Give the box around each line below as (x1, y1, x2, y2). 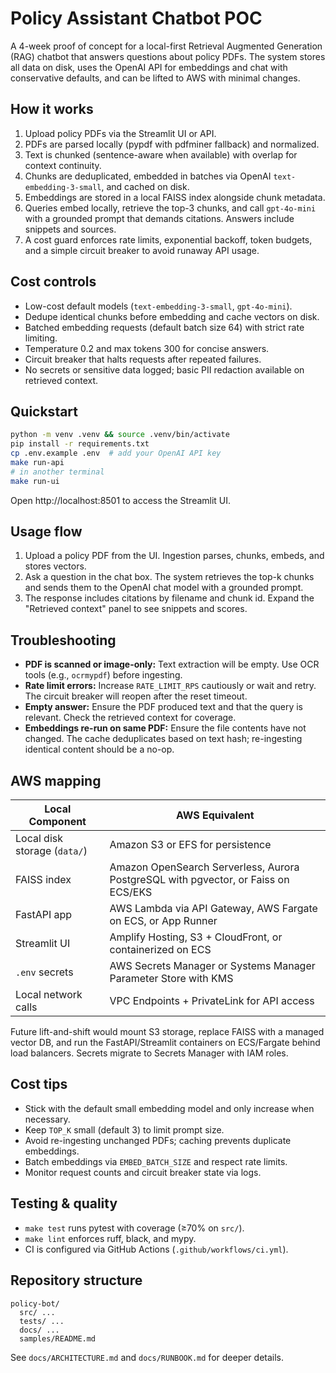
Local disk (15, 832, 63, 846)
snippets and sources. (24, 223, 117, 235)
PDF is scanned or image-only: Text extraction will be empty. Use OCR (24, 658, 320, 671)
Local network (15, 988, 83, 1002)
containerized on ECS (109, 943, 212, 957)
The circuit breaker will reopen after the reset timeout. (24, 690, 248, 702)
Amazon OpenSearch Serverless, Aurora (109, 860, 300, 874)
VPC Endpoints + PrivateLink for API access (109, 994, 315, 1008)
